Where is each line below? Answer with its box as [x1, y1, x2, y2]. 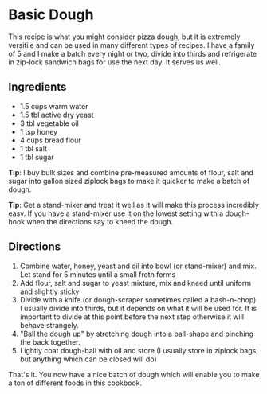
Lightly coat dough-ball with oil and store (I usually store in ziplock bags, [19, 345, 259, 355]
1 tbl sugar [19, 152, 54, 162]
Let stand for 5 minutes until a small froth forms [19, 269, 176, 279]
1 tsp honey [19, 127, 58, 136]
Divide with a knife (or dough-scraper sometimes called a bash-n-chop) [19, 295, 257, 304]
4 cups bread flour [19, 135, 81, 145]
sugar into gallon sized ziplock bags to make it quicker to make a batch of [8, 176, 250, 185]
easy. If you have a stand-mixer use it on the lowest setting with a [8, 209, 224, 218]
